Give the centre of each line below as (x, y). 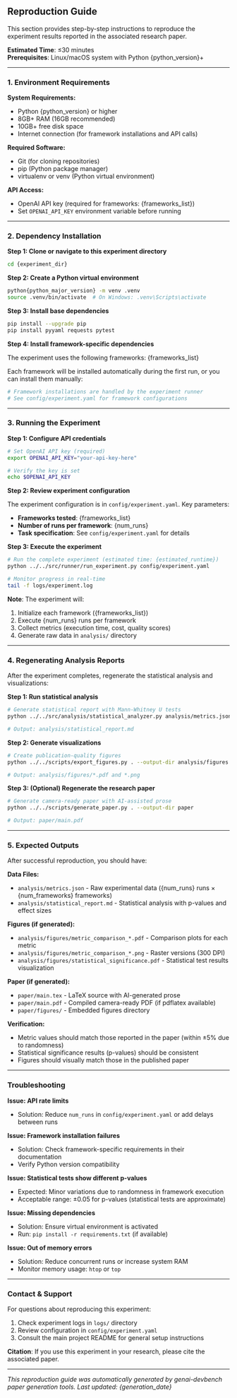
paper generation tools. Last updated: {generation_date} (90, 1387)
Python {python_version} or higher (67, 112)
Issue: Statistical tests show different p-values (77, 1178)
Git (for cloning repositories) (59, 161)
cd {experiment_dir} (38, 264)
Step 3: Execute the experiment (55, 547)
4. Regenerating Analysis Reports (66, 660)
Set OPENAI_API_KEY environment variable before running (99, 211)
